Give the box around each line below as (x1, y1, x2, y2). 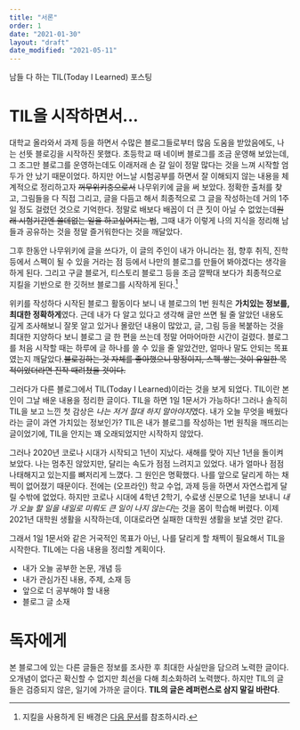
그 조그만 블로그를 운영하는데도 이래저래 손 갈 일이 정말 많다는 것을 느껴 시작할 (9, 159, 280, 170)
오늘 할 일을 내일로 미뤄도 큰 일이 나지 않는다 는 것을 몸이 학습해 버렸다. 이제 (18, 502, 280, 513)
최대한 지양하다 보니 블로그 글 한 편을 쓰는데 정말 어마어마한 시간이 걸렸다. (9, 331, 265, 342)
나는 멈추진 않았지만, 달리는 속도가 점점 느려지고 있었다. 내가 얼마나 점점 (35, 458, 285, 468)
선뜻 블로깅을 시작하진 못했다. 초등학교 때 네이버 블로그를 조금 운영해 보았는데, (18, 149, 289, 159)
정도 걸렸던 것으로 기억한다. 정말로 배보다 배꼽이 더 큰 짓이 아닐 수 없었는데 (18, 204, 278, 215)
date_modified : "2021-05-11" (9, 46, 118, 55)
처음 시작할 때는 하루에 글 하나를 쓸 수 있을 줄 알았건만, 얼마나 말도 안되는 (18, 342, 272, 353)
